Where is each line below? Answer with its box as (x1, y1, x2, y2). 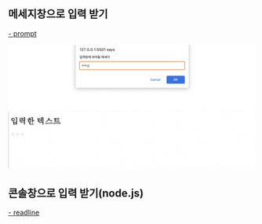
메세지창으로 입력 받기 (8, 7, 108, 21)
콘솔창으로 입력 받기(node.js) (8, 186, 144, 200)
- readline (8, 207, 40, 218)
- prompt (8, 28, 37, 38)
